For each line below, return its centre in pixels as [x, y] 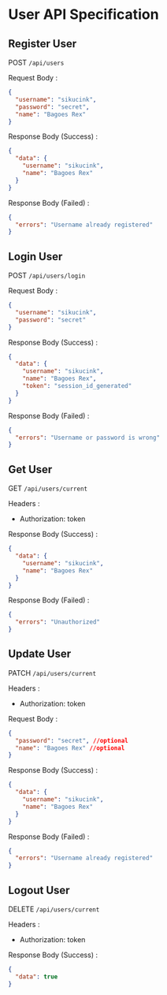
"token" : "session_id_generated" [77, 386]
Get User [30, 470]
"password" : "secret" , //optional [72, 740]
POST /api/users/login [47, 276]
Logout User [39, 890]
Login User [35, 257]
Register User [43, 44]
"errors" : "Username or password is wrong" [87, 438]
